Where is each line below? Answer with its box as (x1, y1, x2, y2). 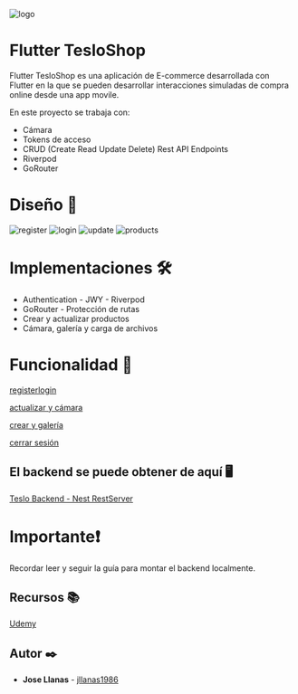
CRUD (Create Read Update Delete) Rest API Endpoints (22, 143, 229, 154)
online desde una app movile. (9, 89, 120, 100)
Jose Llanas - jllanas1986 (22, 674, 120, 685)
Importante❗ (9, 526, 101, 547)
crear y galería (9, 419, 63, 430)
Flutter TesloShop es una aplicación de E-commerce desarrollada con (9, 70, 270, 81)
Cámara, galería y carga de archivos (22, 322, 159, 334)
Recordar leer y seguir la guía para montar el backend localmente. (9, 562, 256, 574)
